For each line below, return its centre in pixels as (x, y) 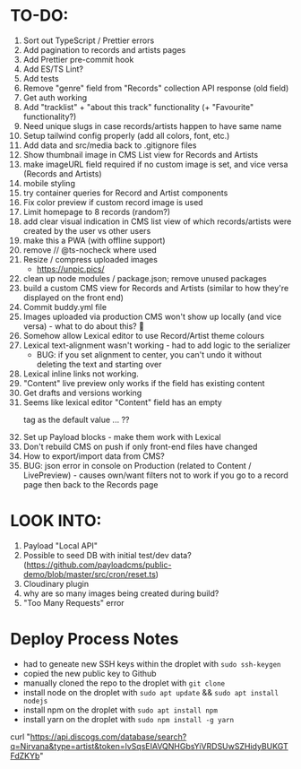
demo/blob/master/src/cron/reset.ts (89, 574)
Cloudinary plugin (56, 583)
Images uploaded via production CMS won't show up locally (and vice (152, 316)
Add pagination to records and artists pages (104, 49)
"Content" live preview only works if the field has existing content (144, 383)
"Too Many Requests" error (73, 602)
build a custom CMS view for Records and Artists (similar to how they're (156, 288)
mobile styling (49, 183)
